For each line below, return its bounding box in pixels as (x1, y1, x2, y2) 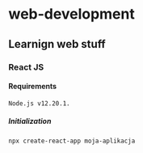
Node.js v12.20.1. (8, 99, 70, 108)
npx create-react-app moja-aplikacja (8, 137, 136, 145)
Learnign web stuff (8, 37, 107, 51)
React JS (8, 62, 44, 73)
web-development (8, 5, 135, 23)
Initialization (8, 117, 52, 126)
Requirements (8, 82, 57, 91)
